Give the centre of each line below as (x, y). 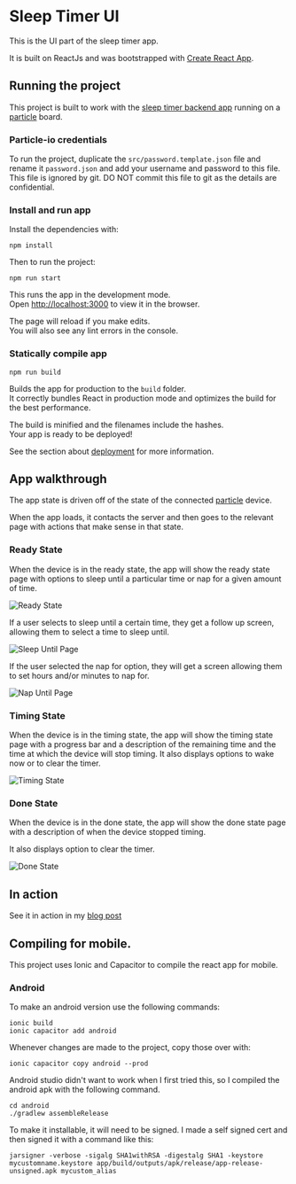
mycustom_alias (89, 1172)
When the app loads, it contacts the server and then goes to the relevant (141, 518)
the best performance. (50, 407)
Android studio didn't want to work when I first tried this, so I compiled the (144, 1080)
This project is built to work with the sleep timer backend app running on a (145, 107)
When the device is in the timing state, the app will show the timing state (141, 735)
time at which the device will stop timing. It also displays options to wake (142, 754)
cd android (29, 1106)
